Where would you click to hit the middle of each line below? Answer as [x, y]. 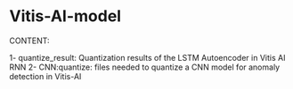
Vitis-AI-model [65, 16]
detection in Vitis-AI [45, 76]
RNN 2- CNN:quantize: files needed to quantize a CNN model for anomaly [145, 67]
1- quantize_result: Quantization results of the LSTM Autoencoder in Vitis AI [147, 57]
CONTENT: [29, 41]
